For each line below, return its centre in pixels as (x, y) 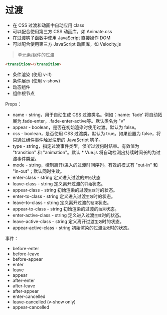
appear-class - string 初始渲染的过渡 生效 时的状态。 (65, 190)
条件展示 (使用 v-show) (36, 80)
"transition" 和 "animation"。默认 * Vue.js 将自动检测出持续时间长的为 (84, 152)
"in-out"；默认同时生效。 (38, 171)
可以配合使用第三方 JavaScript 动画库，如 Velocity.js (67, 44)
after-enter (24, 280)
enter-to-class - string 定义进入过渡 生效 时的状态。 (64, 196)
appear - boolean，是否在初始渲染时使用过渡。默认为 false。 (75, 127)
